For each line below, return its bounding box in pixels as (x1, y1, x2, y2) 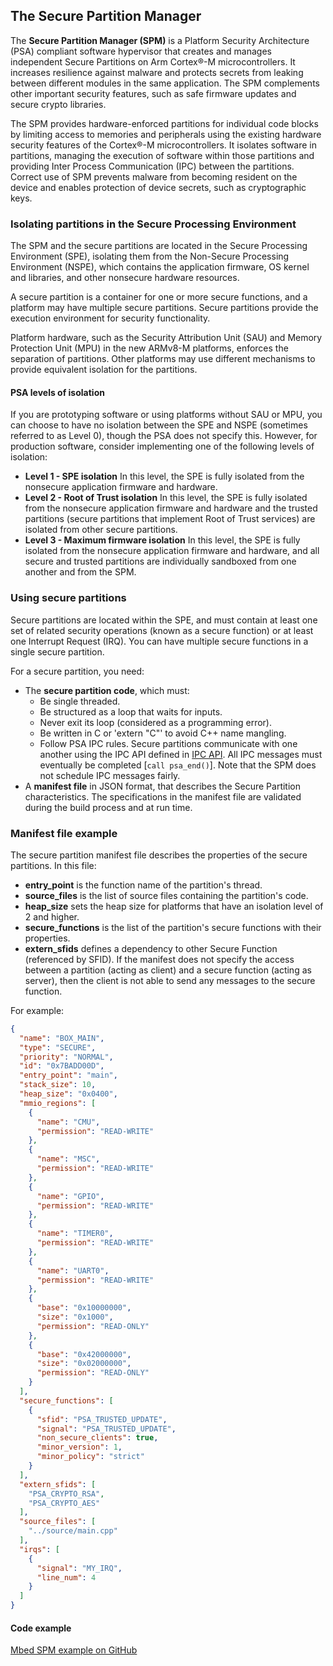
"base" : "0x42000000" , (36, 1349, 132, 1359)
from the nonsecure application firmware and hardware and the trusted (24, 502, 318, 514)
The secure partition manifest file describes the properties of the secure (10, 849, 308, 861)
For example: (10, 1004, 65, 1016)
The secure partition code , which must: (24, 684, 190, 696)
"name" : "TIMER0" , (36, 1229, 114, 1239)
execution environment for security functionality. (10, 312, 211, 324)
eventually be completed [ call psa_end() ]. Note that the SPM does (39, 759, 317, 771)
